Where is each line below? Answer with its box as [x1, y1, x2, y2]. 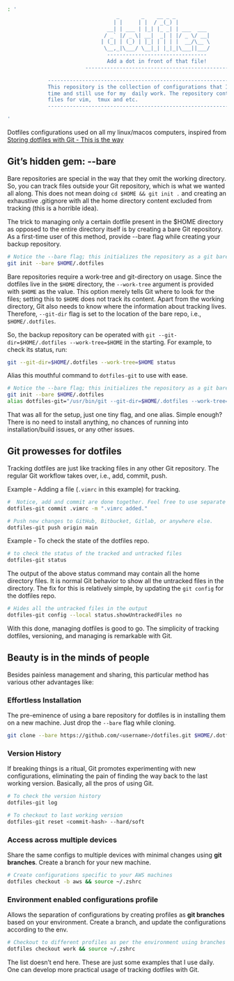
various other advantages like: [7, 677, 94, 686]
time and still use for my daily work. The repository [47, 90, 214, 97]
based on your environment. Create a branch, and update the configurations [7, 918, 226, 926]
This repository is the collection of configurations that [47, 83, 223, 90]
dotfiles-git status [7, 556, 68, 564]
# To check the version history [7, 792, 101, 800]
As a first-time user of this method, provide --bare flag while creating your [7, 232, 221, 240]
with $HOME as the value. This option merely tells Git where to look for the [7, 287, 214, 295]
